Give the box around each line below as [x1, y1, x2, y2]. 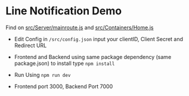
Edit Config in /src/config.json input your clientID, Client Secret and [14, 35, 183, 42]
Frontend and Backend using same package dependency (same [14, 53, 172, 60]
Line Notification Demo [5, 4, 122, 18]
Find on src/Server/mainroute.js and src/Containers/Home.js [5, 24, 154, 31]
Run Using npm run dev [14, 71, 71, 78]
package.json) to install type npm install [14, 60, 115, 67]
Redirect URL [14, 42, 47, 49]
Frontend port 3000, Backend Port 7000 [14, 82, 113, 90]
